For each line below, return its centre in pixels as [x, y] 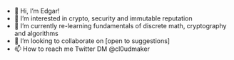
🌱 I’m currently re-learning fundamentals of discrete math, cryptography [120, 26]
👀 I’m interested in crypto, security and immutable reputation [103, 18]
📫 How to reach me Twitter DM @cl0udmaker [82, 49]
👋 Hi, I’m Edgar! [37, 11]
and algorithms [36, 33]
